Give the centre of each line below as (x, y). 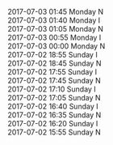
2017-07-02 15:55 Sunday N (54, 132)
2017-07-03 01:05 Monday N (56, 29)
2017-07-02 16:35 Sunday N (54, 115)
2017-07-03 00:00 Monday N (56, 46)
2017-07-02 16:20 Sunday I (53, 124)
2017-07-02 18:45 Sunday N (54, 63)
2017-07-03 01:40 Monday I (54, 20)
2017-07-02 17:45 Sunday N (54, 81)
